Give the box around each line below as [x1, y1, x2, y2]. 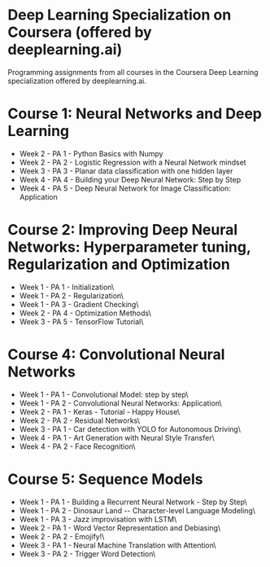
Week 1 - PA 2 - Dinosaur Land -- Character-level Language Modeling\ [19, 505, 256, 515]
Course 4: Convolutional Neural [7, 345, 225, 363]
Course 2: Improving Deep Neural [7, 221, 238, 240]
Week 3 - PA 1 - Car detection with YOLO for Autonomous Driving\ [19, 424, 242, 433]
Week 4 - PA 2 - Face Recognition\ [19, 442, 136, 451]
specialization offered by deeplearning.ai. [7, 76, 147, 86]
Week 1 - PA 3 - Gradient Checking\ [19, 299, 139, 309]
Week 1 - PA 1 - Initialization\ [19, 282, 115, 292]
